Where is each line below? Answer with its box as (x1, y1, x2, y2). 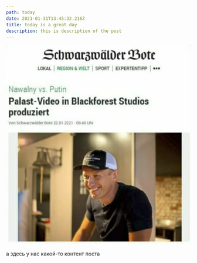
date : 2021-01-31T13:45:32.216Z (6, 15, 85, 22)
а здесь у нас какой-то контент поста (6, 250, 100, 257)
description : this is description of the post (6, 28, 122, 34)
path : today (6, 9, 35, 15)
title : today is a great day (6, 22, 77, 27)
